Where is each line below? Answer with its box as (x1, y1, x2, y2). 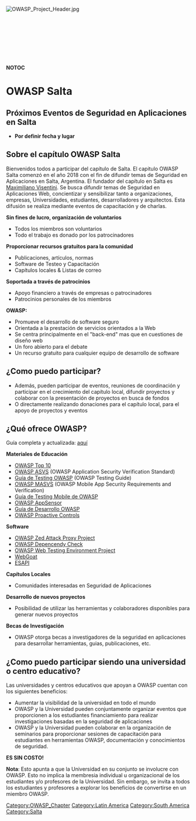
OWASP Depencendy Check (14, 541, 83, 548)
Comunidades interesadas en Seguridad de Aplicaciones (14, 582, 152, 589)
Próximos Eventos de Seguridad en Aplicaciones (6, 108, 187, 118)
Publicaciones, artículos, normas (14, 254, 94, 261)
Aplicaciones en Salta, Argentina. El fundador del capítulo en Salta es (6, 178, 173, 185)
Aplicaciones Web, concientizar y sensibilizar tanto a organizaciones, (6, 190, 173, 197)
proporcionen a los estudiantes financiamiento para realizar (14, 712, 159, 719)
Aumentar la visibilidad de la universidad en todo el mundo (14, 699, 156, 706)
